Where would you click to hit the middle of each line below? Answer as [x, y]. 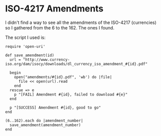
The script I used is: [25, 37]
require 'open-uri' [25, 46]
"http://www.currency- [46, 60]
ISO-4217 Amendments [54, 9]
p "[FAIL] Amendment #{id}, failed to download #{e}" [71, 94]
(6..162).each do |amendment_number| [44, 121]
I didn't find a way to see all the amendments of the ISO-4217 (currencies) [81, 22]
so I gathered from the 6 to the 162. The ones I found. [60, 27]
